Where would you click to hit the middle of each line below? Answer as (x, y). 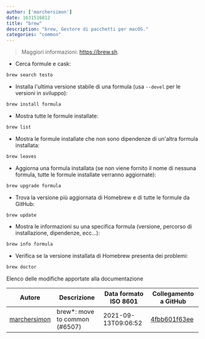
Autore (30, 298)
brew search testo (30, 75)
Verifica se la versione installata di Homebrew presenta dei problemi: (102, 256)
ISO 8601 (124, 301)
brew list (19, 127)
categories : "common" (34, 35)
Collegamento (173, 294)
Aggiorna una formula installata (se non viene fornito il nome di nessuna (106, 168)
